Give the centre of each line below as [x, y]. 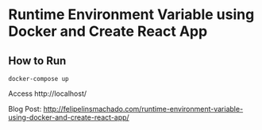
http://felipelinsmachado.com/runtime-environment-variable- [143, 109]
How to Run [37, 61]
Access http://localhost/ [48, 94]
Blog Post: [25, 109]
